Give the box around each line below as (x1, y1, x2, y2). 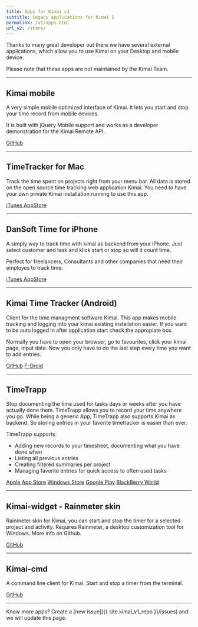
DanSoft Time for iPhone (6, 224, 98, 234)
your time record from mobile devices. (6, 110, 99, 117)
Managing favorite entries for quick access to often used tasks (14, 467, 167, 474)
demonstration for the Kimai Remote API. (6, 128, 105, 135)
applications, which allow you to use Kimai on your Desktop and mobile (6, 48, 179, 55)
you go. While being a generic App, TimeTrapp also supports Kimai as (6, 413, 176, 420)
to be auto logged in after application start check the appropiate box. (6, 327, 173, 334)
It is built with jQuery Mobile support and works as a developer (6, 122, 159, 129)
